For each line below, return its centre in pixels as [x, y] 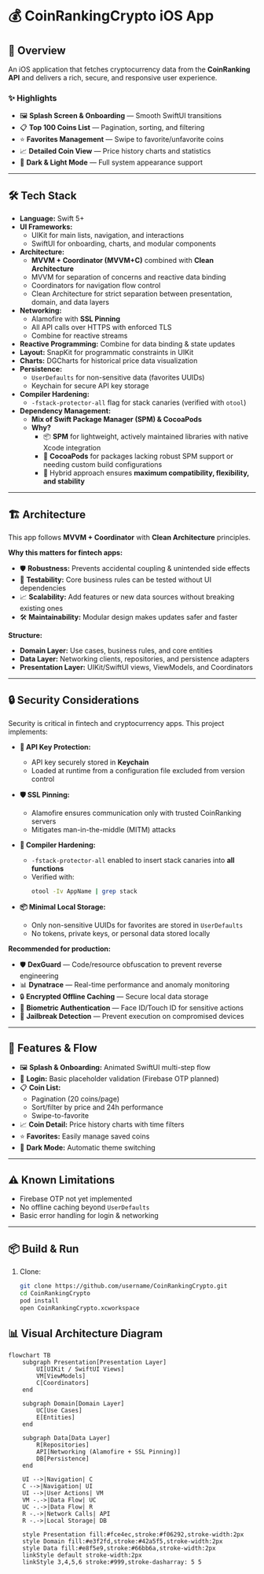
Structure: [26, 635]
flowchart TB [29, 1356]
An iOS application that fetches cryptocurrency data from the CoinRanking [129, 69]
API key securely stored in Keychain [90, 762]
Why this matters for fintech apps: [66, 552]
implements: [28, 731]
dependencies [43, 587]
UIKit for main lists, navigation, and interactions [108, 235]
